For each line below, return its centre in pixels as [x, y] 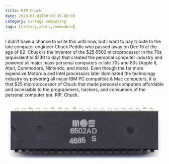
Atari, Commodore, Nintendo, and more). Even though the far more [74, 68]
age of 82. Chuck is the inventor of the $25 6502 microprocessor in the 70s [83, 52]
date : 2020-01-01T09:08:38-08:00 [40, 16]
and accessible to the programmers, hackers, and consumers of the [75, 90]
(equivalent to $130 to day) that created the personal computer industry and [84, 57]
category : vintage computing [36, 21]
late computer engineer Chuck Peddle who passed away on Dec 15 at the [81, 47]
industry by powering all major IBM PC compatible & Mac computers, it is [81, 79]
